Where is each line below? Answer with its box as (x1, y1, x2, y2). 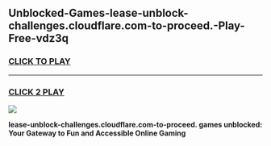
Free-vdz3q (8, 31, 69, 45)
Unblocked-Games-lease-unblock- (8, 6, 189, 20)
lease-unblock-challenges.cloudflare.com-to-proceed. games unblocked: (8, 119, 263, 129)
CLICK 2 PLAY (8, 86, 65, 98)
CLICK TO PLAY (8, 56, 71, 67)
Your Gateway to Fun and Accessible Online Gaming (8, 128, 186, 138)
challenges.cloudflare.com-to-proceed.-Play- (8, 19, 245, 33)
